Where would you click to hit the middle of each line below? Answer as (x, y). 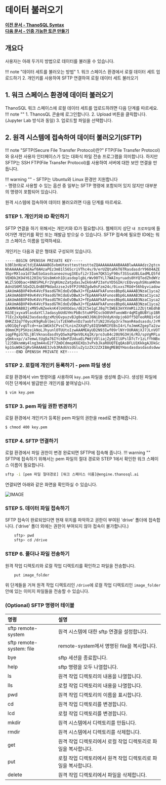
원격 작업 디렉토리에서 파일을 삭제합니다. (103, 775)
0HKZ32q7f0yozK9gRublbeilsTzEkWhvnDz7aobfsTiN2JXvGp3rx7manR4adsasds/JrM (83, 321)
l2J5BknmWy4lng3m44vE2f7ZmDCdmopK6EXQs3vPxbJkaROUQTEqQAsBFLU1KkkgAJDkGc (83, 343)
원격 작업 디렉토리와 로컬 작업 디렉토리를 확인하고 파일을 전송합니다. (70, 566)
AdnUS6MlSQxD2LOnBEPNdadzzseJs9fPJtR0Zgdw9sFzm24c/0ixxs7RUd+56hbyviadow (83, 287)
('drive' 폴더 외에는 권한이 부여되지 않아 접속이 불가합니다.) (72, 526)
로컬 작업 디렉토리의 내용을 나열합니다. (100, 685)
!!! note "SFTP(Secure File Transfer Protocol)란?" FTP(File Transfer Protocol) (83, 150)
